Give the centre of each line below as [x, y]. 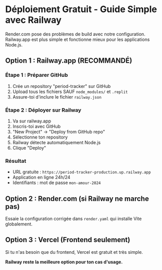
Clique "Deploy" [29, 148]
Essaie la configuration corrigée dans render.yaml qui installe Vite [74, 219]
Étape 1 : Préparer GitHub [37, 75]
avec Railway [33, 20]
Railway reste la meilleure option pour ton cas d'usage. [64, 262]
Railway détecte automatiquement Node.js [57, 142]
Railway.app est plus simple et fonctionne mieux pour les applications [77, 39]
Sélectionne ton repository [40, 137]
